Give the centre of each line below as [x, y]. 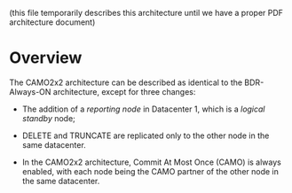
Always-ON [30, 91]
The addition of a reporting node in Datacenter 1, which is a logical [143, 109]
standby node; [48, 118]
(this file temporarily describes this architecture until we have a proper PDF [146, 13]
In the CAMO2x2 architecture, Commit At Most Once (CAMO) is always [151, 162]
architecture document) [52, 22]
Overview [46, 58]
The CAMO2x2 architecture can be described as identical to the [126, 82]
